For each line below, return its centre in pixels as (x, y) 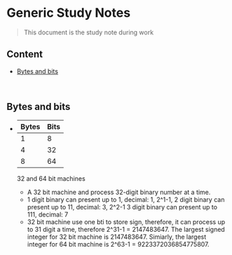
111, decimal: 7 (48, 214)
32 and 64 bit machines (51, 178)
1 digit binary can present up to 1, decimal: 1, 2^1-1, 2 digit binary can (126, 199)
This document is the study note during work (89, 32)
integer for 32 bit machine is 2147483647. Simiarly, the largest (117, 237)
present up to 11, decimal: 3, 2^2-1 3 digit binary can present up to (122, 207)
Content (25, 54)
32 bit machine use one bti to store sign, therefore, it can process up (126, 221)
